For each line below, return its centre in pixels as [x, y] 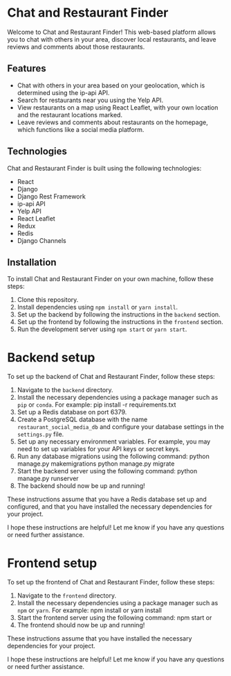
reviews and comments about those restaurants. [76, 47]
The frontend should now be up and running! [81, 625]
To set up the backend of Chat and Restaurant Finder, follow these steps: [111, 377]
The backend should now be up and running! [81, 486]
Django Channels [42, 240]
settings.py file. [40, 434]
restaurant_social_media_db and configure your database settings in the [121, 427]
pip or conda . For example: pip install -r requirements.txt [96, 405]
